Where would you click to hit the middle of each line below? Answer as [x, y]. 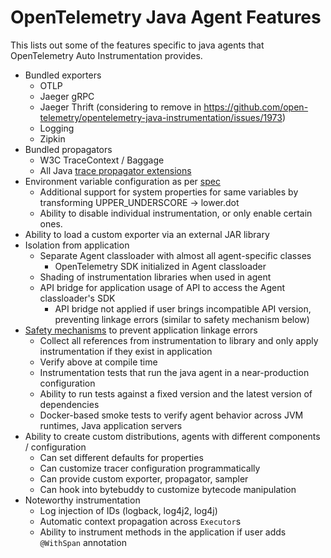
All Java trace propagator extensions [115, 170]
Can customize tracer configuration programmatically [150, 468]
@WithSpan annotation [83, 542]
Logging [57, 128]
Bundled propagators [68, 149]
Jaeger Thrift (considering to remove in [120, 107]
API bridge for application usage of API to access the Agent [162, 287]
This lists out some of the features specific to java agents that [137, 45]
